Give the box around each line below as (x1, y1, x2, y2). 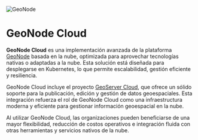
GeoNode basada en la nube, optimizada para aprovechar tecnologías (6, 53, 179, 60)
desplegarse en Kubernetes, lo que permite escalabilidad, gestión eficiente (6, 65, 191, 72)
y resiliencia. (6, 72, 38, 79)
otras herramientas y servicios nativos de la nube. (6, 126, 130, 134)
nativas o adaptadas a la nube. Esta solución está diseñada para (6, 59, 165, 66)
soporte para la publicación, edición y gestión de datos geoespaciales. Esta (6, 90, 193, 97)
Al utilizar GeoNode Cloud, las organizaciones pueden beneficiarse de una (6, 114, 190, 121)
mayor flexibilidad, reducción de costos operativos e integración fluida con (6, 120, 190, 127)
